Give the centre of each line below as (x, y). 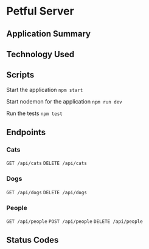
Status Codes (33, 240)
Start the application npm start (45, 89)
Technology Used (40, 54)
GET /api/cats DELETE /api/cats (47, 163)
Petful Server (40, 11)
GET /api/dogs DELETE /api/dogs (47, 192)
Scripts (20, 75)
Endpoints (26, 132)
